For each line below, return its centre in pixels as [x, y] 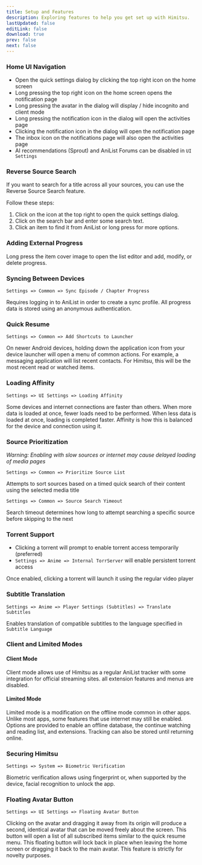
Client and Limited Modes [44, 644]
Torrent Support [30, 534]
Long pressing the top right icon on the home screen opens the [93, 93]
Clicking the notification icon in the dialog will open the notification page [105, 131]
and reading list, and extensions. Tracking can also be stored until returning [100, 731]
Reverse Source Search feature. [46, 191]
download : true [25, 34]
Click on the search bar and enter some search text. [80, 221]
